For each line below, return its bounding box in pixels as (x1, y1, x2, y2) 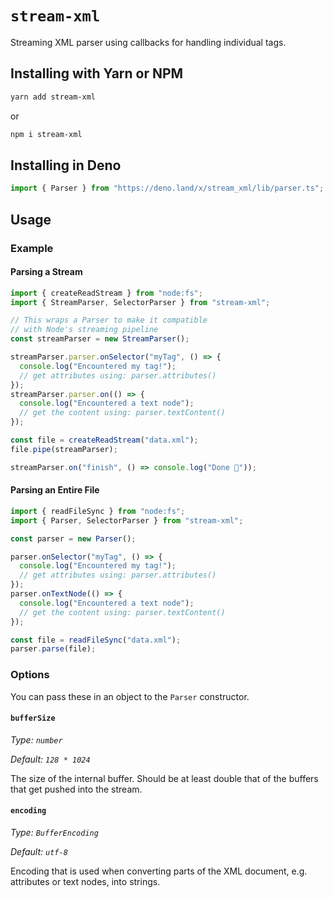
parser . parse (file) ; (10, 644, 97, 654)
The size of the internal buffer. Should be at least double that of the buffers (10, 772, 319, 784)
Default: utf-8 (10, 845, 68, 857)
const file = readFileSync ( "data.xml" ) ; (10, 635, 182, 645)
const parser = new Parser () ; (10, 533, 137, 544)
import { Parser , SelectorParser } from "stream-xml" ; (10, 515, 244, 526)
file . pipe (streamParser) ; (10, 444, 118, 454)
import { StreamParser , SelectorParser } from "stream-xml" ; (10, 297, 271, 307)
